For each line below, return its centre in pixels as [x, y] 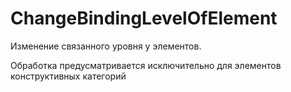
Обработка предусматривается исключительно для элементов [146, 65]
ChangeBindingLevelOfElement [144, 18]
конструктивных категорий [68, 76]
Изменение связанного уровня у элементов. [106, 46]
